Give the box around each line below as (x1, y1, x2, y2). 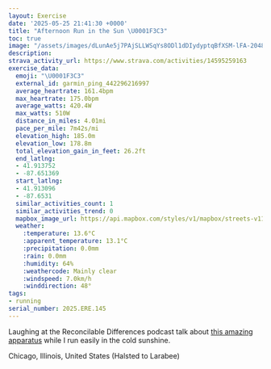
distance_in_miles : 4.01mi (15, 117, 106, 125)
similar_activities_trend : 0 (15, 207, 114, 215)
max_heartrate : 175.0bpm (15, 94, 99, 103)
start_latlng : (15, 177, 63, 186)
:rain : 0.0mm (23, 252, 67, 260)
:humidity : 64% (23, 259, 74, 267)
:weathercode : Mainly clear (23, 267, 117, 275)
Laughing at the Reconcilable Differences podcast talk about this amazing (8, 326, 253, 336)
